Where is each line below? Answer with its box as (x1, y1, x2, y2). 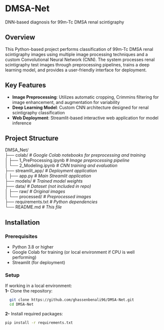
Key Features (5, 81, 46, 89)
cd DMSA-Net (9, 302, 34, 307)
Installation (5, 218, 40, 227)
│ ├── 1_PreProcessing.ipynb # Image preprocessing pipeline (5, 157, 130, 164)
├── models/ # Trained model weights (5, 178, 83, 184)
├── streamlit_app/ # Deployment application (5, 168, 97, 174)
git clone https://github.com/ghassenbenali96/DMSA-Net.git (9, 297, 134, 303)
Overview (5, 33, 36, 41)
